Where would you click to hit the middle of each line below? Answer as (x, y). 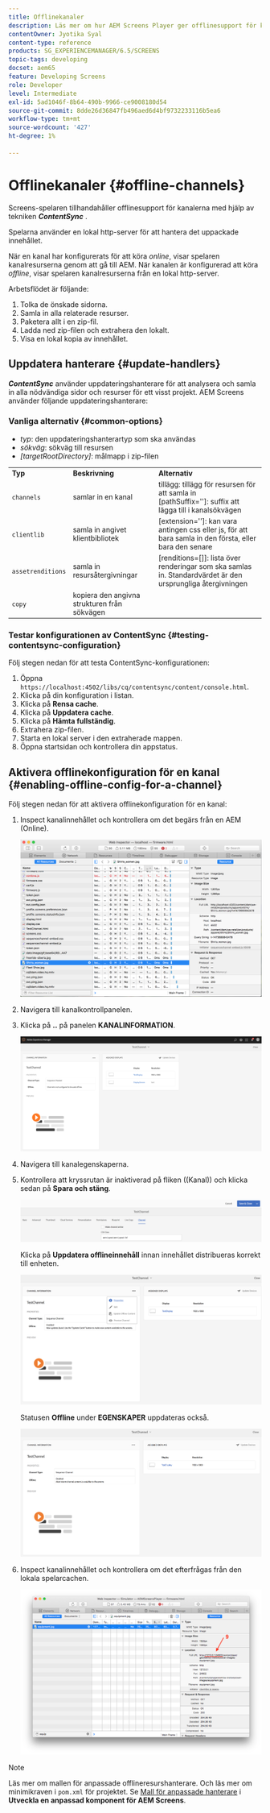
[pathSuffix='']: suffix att (198, 501)
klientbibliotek (96, 538)
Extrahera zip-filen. (52, 730)
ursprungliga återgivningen (203, 583)
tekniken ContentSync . (48, 216)
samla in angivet (100, 530)
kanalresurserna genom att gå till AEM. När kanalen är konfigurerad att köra (133, 264)
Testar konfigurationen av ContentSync (87, 635)
